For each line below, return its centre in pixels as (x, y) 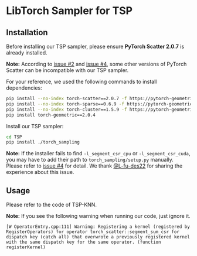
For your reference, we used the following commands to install (81, 81)
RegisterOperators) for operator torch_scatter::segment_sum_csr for (93, 232)
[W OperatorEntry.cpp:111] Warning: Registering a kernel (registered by (98, 227)
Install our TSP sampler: (35, 126)
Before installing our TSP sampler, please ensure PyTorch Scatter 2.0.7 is (95, 46)
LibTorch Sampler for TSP (69, 11)
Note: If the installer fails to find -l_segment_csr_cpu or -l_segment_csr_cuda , (98, 153)
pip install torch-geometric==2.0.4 (51, 115)
